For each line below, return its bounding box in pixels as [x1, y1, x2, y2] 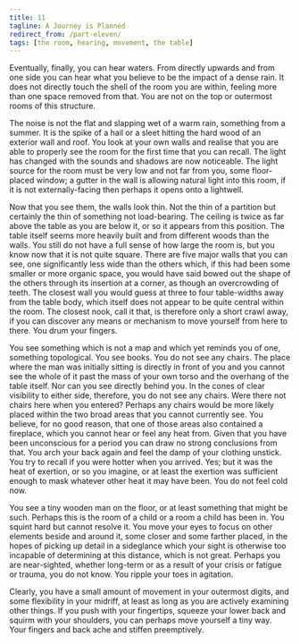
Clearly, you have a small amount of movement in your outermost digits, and [9, 587, 290, 597]
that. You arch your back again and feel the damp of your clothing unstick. [9, 447, 282, 458]
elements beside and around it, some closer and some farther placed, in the [9, 531, 288, 542]
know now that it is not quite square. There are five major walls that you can [9, 250, 288, 260]
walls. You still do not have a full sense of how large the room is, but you [9, 240, 275, 250]
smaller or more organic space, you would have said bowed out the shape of [9, 268, 291, 279]
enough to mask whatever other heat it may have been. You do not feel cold [9, 476, 288, 487]
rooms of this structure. [9, 100, 96, 112]
